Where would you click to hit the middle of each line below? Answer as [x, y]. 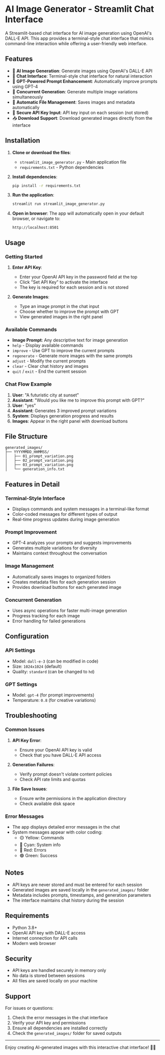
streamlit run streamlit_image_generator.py [58, 204]
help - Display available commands [48, 345]
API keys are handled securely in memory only [59, 971]
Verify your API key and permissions [49, 1023]
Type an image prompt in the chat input [59, 306]
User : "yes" [24, 405]
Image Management [29, 566]
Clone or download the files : [41, 152]
